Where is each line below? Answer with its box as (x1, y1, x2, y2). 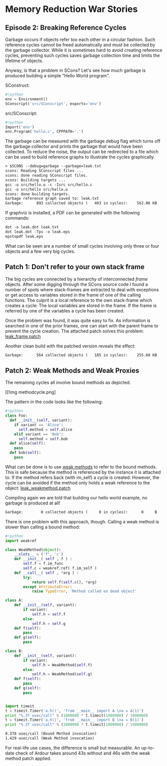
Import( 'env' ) (5, 125, 35, 130)
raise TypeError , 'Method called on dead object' (31, 589, 137, 594)
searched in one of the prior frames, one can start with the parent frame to (5, 322, 159, 328)
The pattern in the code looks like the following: (5, 399, 103, 405)
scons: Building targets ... (5, 177, 66, 182)
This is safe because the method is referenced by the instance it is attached (5, 469, 161, 475)
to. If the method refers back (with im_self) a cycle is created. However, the (5, 474, 160, 480)
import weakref (5, 538, 37, 543)
